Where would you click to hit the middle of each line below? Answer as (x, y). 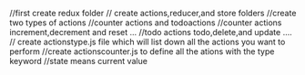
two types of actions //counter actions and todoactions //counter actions (146, 23)
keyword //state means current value (79, 61)
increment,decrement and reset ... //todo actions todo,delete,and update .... (151, 32)
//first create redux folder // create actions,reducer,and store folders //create (153, 13)
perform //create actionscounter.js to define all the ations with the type (142, 52)
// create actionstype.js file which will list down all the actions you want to (147, 42)
